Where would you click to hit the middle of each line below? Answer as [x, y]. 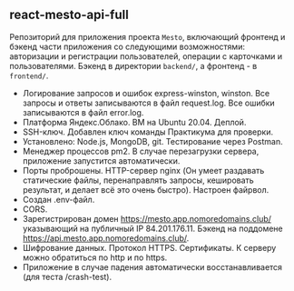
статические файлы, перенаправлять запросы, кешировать [138, 180]
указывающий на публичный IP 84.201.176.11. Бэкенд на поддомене [152, 228]
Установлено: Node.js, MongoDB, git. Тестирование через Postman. [152, 141]
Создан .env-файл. [59, 199]
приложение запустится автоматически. [101, 161]
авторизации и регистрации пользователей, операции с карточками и [146, 56]
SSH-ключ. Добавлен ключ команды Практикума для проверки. [148, 132]
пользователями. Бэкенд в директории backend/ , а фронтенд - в [133, 65]
